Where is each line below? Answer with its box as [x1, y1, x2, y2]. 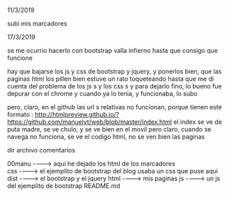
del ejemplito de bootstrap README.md [7, 182, 120, 190]
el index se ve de [173, 118, 223, 126]
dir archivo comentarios [7, 146, 75, 154]
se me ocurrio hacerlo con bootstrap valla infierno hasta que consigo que [7, 47, 218, 54]
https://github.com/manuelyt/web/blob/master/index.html [7, 118, 173, 126]
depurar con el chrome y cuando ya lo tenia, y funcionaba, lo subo [7, 90, 198, 97]
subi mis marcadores [7, 19, 68, 27]
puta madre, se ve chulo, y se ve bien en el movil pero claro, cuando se [7, 125, 212, 133]
